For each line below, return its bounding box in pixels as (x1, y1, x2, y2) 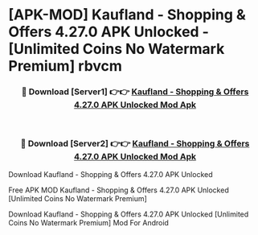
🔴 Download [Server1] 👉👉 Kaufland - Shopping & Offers (21, 86, 249, 97)
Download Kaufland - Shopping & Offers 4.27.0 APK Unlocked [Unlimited (8, 209, 249, 219)
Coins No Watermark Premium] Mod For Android (8, 217, 169, 227)
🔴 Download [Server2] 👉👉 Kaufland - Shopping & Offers (20, 138, 250, 150)
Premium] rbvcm (8, 57, 123, 76)
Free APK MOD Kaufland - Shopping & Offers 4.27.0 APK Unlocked (8, 185, 229, 195)
